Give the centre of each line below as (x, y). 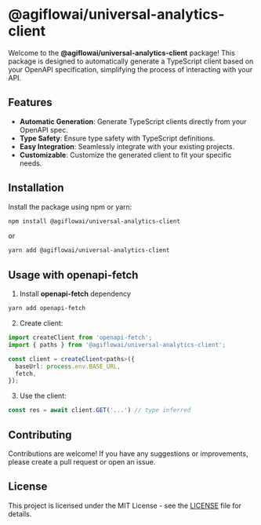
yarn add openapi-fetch (47, 308)
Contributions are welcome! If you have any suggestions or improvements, (128, 454)
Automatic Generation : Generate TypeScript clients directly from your (133, 121)
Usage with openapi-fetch (73, 275)
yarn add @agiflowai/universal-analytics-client (89, 250)
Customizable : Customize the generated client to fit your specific (125, 155)
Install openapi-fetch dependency (75, 294)
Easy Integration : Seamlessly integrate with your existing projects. (127, 146)
